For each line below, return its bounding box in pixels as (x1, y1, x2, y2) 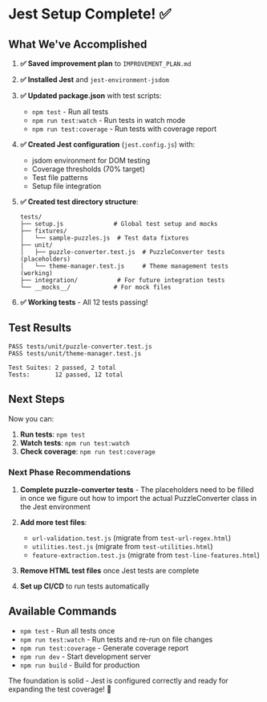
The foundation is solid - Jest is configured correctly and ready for (8, 675, 229, 685)
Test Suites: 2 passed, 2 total (8, 363, 116, 372)
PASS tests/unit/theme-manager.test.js (8, 349, 142, 358)
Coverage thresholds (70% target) (31, 164, 146, 174)
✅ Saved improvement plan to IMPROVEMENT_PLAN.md (19, 59, 192, 68)
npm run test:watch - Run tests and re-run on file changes (19, 634, 213, 644)
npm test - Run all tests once (19, 626, 115, 635)
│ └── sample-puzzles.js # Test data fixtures (19, 234, 190, 242)
